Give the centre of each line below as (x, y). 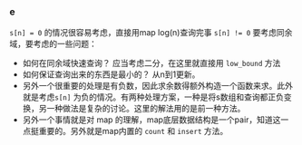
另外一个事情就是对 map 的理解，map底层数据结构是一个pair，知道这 (151, 120)
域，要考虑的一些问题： (53, 44)
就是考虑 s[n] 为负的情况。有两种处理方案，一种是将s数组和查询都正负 (153, 97)
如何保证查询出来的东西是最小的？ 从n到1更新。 (111, 74)
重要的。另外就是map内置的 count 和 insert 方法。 (133, 131)
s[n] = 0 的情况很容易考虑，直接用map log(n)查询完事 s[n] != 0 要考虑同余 (151, 33)
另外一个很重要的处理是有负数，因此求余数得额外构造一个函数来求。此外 (157, 86)
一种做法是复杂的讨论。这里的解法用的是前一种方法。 (146, 109)
